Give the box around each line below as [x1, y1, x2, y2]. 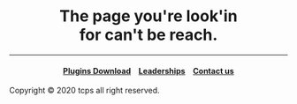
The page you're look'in [59, 6, 238, 26]
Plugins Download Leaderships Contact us [63, 65, 234, 76]
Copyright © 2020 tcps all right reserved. [9, 85, 161, 96]
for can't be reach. [79, 25, 218, 45]
